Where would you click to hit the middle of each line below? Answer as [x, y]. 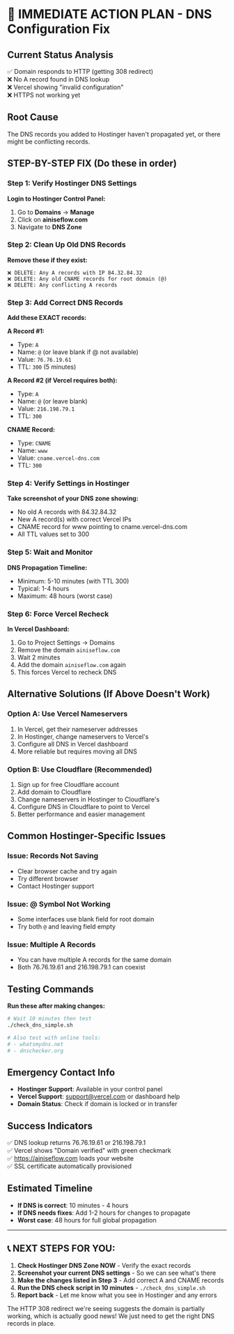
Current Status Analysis [60, 55]
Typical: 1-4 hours [43, 588]
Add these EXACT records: [47, 318]
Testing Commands [50, 989]
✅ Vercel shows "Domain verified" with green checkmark [89, 1151]
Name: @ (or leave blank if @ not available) [78, 352]
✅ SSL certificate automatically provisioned [70, 1166]
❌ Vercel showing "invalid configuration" [65, 87]
